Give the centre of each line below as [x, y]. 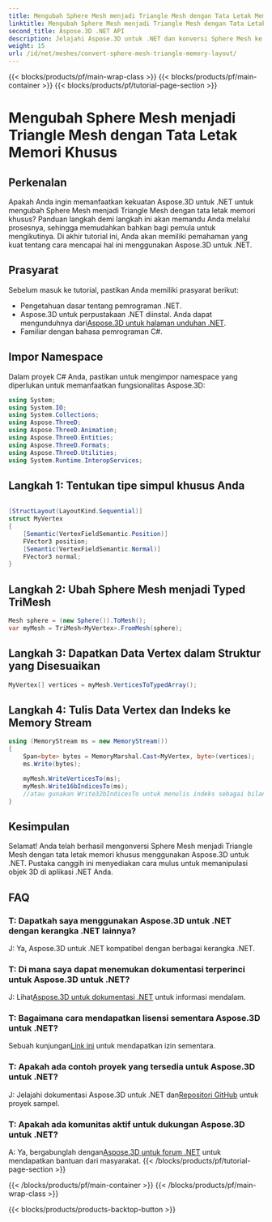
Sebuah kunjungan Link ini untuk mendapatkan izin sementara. [112, 1046]
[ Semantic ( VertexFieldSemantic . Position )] [96, 534]
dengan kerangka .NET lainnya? [72, 931]
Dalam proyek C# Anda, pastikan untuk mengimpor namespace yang [123, 376]
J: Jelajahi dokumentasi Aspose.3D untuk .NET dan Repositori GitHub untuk [134, 1095]
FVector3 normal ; [52, 556]
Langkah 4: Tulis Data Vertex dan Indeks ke [119, 710]
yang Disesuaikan [55, 666]
